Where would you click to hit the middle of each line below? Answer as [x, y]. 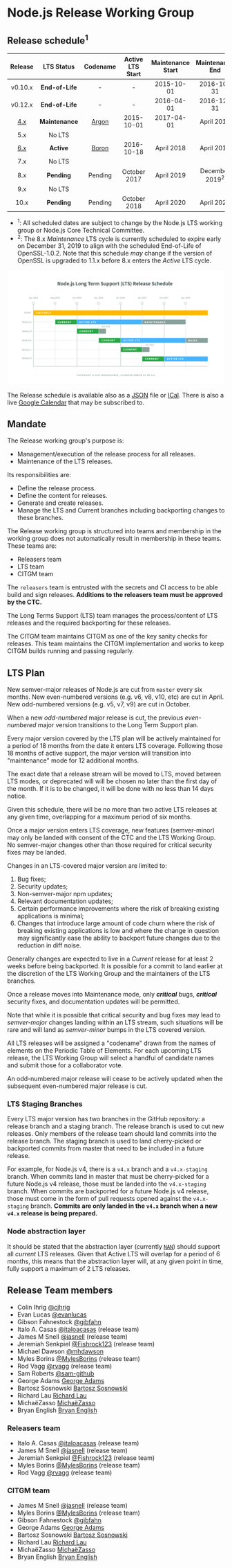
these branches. [40, 518]
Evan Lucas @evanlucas [52, 1315]
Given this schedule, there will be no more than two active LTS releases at [112, 810]
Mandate [27, 424]
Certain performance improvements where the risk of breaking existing [118, 909]
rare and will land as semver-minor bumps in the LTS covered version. [106, 1030]
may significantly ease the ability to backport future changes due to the [119, 938]
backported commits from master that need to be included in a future [106, 1148]
